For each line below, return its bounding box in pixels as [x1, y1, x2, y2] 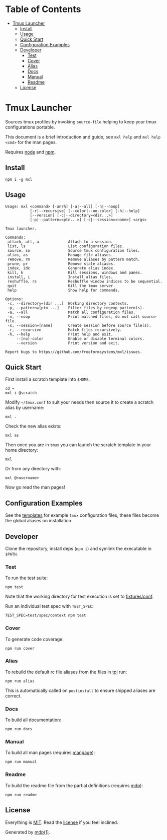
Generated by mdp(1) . [5, 829, 50, 835]
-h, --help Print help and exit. [7, 331, 113, 337]
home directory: [5, 447, 39, 453]
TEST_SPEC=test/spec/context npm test [5, 613, 86, 618]
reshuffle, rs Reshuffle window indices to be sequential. [7, 278, 163, 284]
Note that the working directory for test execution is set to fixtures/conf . [5, 593, 154, 600]
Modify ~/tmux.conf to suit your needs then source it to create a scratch [5, 399, 154, 405]
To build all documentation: [5, 717, 62, 723]
